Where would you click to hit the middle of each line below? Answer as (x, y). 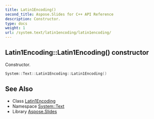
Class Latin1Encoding (34, 101)
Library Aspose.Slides (35, 111)
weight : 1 (15, 28)
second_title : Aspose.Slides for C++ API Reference (59, 14)
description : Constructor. (33, 19)
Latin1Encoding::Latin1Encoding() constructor (77, 53)
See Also (19, 89)
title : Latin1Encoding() (31, 10)
